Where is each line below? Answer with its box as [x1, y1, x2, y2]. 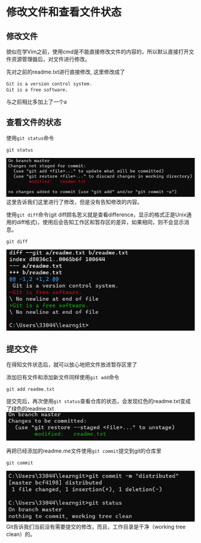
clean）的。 [6, 530, 36, 538]
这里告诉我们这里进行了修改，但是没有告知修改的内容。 [6, 198, 142, 205]
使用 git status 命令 [6, 134, 54, 141]
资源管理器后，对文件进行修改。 [11, 56, 90, 63]
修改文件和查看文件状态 [6, 5, 122, 19]
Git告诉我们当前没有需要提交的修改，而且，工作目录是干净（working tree [6, 523, 186, 530]
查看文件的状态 [6, 117, 62, 127]
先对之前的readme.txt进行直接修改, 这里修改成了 [6, 68, 126, 75]
